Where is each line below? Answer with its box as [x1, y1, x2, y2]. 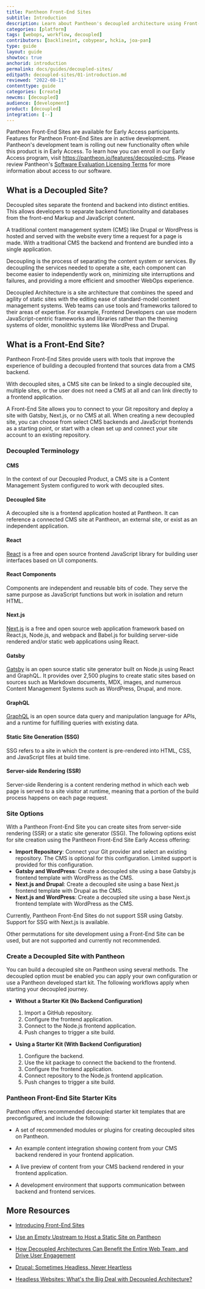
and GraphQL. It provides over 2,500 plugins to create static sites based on [6, 672, 195, 680]
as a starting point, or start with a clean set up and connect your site [6, 425, 178, 432]
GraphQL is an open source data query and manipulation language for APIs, [6, 713, 196, 720]
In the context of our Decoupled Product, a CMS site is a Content [6, 475, 170, 483]
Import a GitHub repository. [24, 1009, 93, 1017]
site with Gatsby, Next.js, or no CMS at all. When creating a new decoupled [6, 412, 195, 419]
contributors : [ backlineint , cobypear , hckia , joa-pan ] [6, 37, 151, 43]
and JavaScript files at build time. [6, 753, 90, 761]
